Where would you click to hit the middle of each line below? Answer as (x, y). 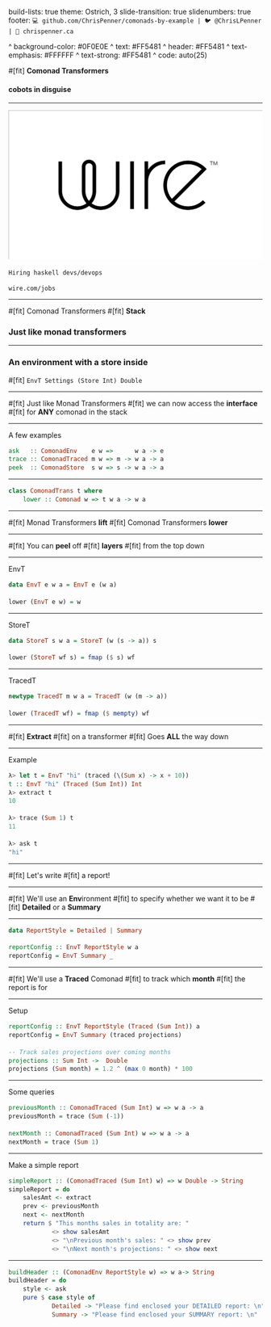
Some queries (31, 1092)
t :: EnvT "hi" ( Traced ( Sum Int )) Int (75, 784)
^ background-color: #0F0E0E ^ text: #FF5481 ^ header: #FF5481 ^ (119, 46)
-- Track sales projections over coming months (90, 1052)
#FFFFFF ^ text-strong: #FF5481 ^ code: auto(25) (126, 55)
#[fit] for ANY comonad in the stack (68, 412)
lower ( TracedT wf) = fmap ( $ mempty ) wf (79, 713)
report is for (28, 988)
